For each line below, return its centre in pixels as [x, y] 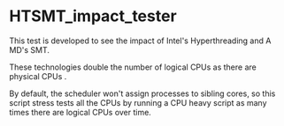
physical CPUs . [38, 76]
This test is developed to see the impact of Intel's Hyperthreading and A [140, 41]
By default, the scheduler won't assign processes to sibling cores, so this [142, 93]
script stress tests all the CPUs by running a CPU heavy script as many [138, 102]
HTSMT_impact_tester [93, 16]
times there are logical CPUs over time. [81, 112]
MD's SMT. [30, 49]
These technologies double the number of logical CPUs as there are [133, 67]
